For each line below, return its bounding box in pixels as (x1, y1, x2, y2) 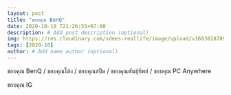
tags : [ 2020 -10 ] (7, 42, 54, 49)
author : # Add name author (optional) (7, 49, 118, 55)
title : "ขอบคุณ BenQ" (7, 16, 65, 23)
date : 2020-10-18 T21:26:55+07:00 (7, 23, 107, 29)
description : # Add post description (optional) (7, 29, 149, 36)
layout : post (7, 10, 45, 17)
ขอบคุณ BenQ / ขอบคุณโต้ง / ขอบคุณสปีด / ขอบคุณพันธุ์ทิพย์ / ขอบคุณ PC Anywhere (7, 66, 212, 75)
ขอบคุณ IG (7, 80, 33, 89)
